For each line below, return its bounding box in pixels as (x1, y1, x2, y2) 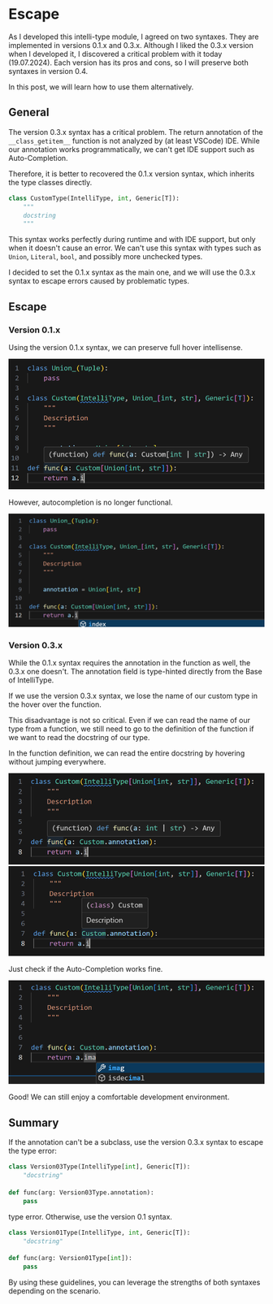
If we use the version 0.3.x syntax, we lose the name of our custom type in (8, 691, 258, 701)
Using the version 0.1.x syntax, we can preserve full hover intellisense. (8, 342, 244, 352)
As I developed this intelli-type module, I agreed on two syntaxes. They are (8, 32, 259, 41)
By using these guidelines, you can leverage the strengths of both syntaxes (8, 1277, 261, 1288)
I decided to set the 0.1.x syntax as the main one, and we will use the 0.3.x (8, 267, 256, 277)
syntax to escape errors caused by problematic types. (8, 276, 189, 286)
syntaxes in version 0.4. (8, 66, 88, 76)
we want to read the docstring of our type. (8, 733, 150, 743)
